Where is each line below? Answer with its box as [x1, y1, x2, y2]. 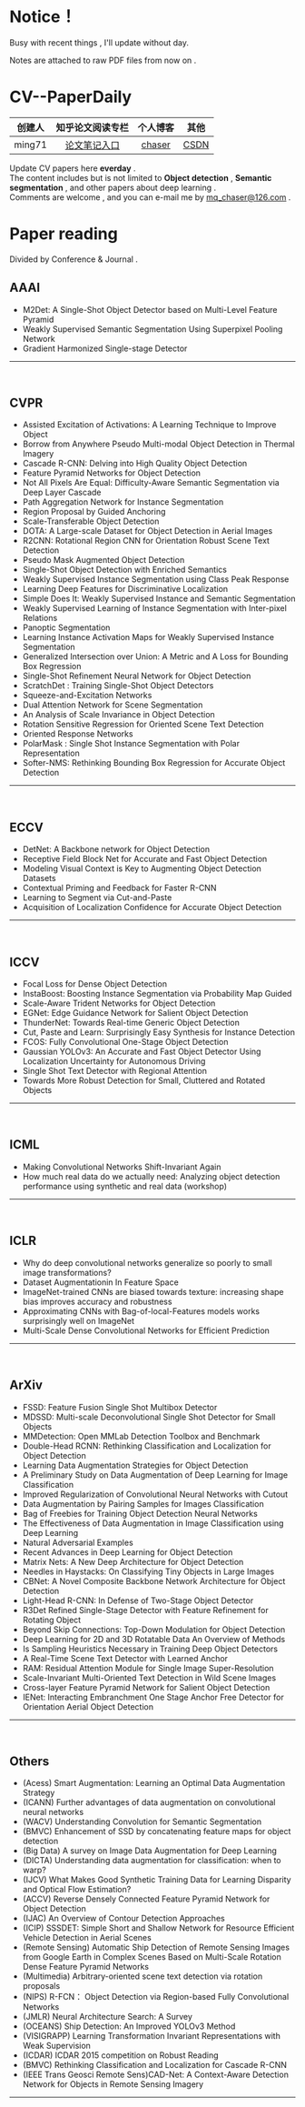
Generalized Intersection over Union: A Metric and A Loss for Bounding [22, 651, 289, 662]
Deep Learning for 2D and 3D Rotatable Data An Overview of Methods [22, 1633, 286, 1644]
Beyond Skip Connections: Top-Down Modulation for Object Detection [22, 1623, 286, 1635]
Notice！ [9, 6, 77, 27]
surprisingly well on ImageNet [22, 1315, 134, 1326]
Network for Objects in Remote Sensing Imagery [22, 2079, 204, 2090]
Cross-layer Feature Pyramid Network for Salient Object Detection [22, 1681, 271, 1692]
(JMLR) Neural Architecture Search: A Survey [22, 2012, 193, 2022]
